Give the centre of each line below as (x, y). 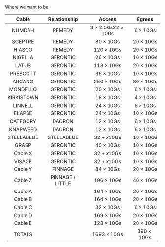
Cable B (23, 199)
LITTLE (63, 183)
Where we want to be (27, 7)
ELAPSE (23, 113)
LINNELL (23, 105)
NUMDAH (23, 30)
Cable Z (23, 180)
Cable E (23, 223)
